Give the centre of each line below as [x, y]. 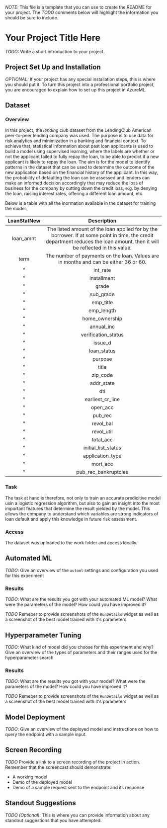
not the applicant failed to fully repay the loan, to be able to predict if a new [82, 157]
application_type [102, 456]
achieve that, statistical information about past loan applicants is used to [79, 146]
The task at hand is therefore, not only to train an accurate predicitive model [83, 498]
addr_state [102, 383]
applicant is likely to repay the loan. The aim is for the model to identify [78, 162]
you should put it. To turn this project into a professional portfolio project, [80, 84]
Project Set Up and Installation [53, 67]
